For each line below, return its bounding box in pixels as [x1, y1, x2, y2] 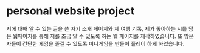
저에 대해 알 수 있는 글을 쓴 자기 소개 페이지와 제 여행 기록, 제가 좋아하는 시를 [6, 25, 187, 32]
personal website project [6, 4, 135, 18]
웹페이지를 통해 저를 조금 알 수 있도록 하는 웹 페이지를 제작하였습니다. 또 [12, 32, 183, 40]
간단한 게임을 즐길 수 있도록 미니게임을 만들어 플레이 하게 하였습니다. [22, 40, 185, 47]
